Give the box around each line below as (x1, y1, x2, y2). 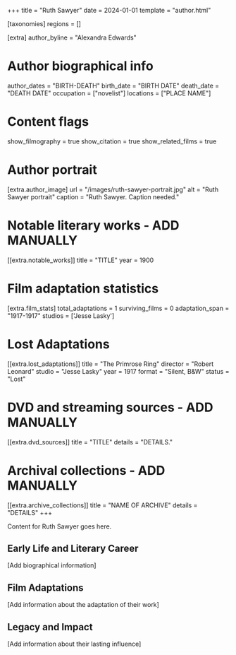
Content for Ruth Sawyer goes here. (7, 522, 112, 531)
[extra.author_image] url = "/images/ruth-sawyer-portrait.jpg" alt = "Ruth (7, 185, 219, 194)
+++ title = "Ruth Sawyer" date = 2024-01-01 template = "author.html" (7, 6, 211, 14)
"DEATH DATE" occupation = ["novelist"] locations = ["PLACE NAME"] (7, 88, 211, 98)
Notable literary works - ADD (7, 218, 180, 233)
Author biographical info (7, 58, 154, 74)
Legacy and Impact (7, 621, 93, 633)
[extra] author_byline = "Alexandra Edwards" (7, 33, 137, 42)
